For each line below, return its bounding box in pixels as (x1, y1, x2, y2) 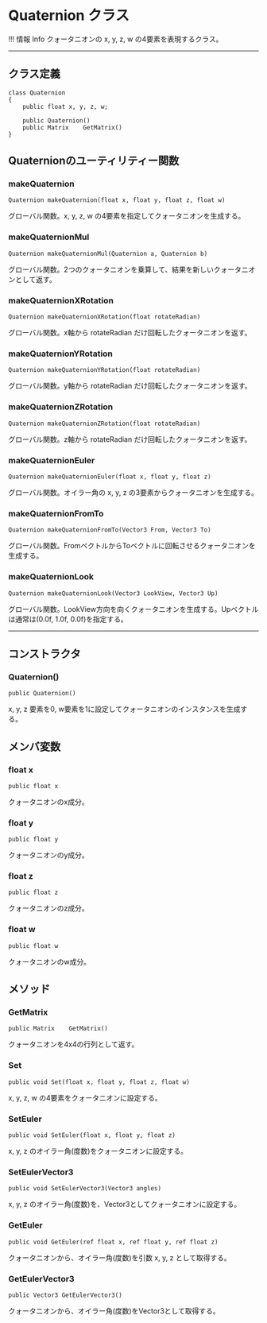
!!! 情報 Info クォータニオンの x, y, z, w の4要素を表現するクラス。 (8, 34, 223, 44)
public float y (8, 835, 59, 844)
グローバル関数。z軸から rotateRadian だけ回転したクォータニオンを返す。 (8, 434, 252, 444)
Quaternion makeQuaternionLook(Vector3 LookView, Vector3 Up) (8, 589, 219, 598)
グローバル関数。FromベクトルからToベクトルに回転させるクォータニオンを (8, 541, 256, 551)
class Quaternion (8, 88, 66, 97)
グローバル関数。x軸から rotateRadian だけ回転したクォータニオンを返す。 (8, 328, 252, 338)
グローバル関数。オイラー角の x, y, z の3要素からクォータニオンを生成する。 (8, 487, 258, 497)
